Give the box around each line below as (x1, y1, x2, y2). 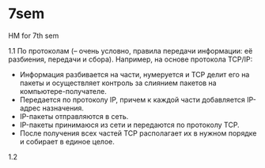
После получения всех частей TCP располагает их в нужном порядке (19, 128, 257, 138)
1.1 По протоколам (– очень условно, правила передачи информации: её (8, 46, 253, 55)
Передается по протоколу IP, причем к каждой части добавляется (19, 95, 245, 104)
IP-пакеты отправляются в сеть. (19, 111, 129, 121)
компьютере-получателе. (19, 86, 107, 95)
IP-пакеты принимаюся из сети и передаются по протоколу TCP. (19, 120, 240, 129)
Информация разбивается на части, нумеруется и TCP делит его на (19, 69, 250, 79)
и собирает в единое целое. (19, 136, 115, 146)
